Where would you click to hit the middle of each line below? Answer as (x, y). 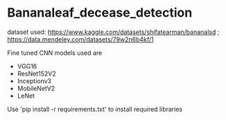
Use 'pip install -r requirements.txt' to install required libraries (95, 109)
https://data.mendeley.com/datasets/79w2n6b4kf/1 (80, 39)
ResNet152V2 (37, 74)
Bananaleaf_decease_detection (100, 13)
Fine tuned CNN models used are (55, 53)
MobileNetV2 (36, 88)
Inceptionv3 (34, 80)
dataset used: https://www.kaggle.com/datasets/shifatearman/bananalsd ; (113, 32)
